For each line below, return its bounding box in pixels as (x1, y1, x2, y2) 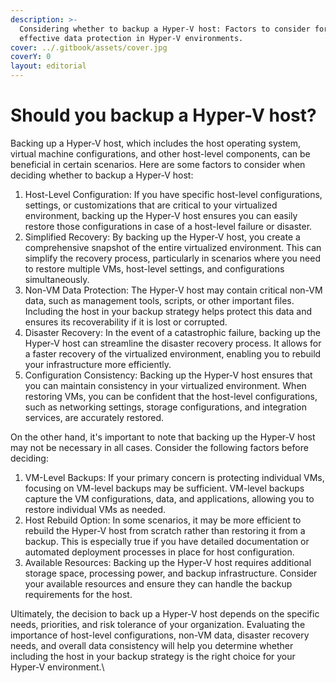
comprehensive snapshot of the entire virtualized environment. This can (24, 241, 322, 253)
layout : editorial (10, 61, 87, 71)
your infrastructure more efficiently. (24, 358, 172, 370)
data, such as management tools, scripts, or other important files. (24, 294, 295, 306)
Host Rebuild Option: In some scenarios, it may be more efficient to (24, 514, 302, 526)
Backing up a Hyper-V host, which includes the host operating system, (10, 137, 302, 149)
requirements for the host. (24, 588, 133, 600)
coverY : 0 (10, 52, 52, 62)
